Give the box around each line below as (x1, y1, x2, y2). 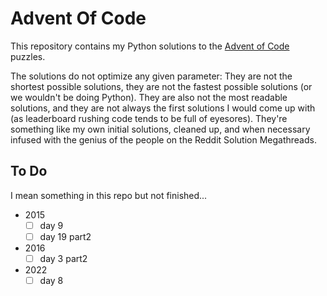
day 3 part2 (39, 252, 88, 264)
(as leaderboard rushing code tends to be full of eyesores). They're (10, 112, 288, 124)
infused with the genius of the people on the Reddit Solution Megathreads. (10, 133, 317, 146)
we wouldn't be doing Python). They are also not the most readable (10, 91, 288, 103)
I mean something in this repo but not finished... (10, 189, 208, 201)
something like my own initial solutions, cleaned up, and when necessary (10, 123, 311, 135)
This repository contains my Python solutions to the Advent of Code (10, 40, 290, 52)
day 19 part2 (39, 230, 92, 242)
